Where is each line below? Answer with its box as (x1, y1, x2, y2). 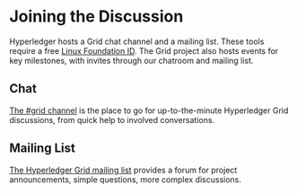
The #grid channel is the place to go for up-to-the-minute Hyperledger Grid (9, 105, 289, 116)
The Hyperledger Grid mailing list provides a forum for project (9, 164, 238, 175)
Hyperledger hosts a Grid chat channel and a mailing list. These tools (9, 36, 265, 47)
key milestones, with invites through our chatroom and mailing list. (9, 55, 254, 66)
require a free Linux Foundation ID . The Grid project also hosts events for (9, 45, 279, 56)
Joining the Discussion (9, 6, 184, 27)
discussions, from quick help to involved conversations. (9, 114, 215, 125)
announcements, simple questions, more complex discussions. (9, 173, 242, 185)
